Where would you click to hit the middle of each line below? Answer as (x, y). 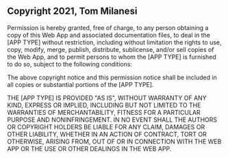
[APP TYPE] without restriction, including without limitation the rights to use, (114, 42)
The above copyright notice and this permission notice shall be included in (112, 77)
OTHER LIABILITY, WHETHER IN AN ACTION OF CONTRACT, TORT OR (107, 134)
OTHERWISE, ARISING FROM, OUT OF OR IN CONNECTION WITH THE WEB (114, 141)
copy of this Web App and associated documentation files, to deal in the (109, 35)
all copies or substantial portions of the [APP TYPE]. (80, 84)
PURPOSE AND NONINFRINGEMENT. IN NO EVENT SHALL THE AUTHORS (112, 120)
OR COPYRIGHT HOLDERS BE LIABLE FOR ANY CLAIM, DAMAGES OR (106, 127)
